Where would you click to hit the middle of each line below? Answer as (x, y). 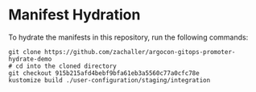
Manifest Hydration (74, 15)
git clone (25, 52)
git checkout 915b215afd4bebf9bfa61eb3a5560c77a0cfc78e (104, 73)
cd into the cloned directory (66, 66)
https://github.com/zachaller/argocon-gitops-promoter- (140, 52)
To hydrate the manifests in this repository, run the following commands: (128, 37)
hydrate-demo (30, 59)
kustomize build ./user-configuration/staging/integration (109, 80)
